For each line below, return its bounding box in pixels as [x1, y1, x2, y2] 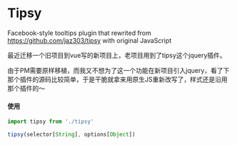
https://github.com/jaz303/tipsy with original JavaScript [7, 36, 172, 44]
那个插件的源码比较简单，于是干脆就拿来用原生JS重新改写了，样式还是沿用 [7, 75, 228, 84]
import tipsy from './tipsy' [7, 118, 94, 126]
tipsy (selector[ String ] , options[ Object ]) [7, 131, 136, 139]
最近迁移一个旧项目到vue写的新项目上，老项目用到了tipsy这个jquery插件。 [7, 51, 226, 59]
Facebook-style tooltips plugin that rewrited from [7, 29, 152, 37]
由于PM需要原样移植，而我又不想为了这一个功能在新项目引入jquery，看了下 [7, 66, 230, 74]
